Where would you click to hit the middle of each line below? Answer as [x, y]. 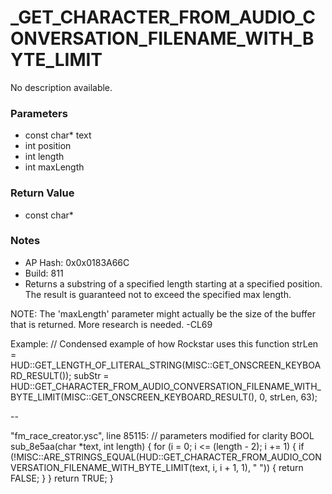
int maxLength [54, 167]
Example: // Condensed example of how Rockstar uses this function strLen [164, 343]
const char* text [58, 135]
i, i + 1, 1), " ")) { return [258, 467]
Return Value [42, 193]
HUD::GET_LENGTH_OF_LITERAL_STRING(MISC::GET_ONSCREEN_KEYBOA [166, 365]
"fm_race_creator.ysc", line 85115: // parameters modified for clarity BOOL [162, 435]
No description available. [61, 87]
